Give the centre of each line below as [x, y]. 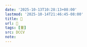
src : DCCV [15, 32]
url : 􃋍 [12, 23]
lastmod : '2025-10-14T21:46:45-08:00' [44, 14]
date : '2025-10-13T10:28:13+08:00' [41, 10]
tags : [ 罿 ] [16, 28]
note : [10, 37]
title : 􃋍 [14, 19]
